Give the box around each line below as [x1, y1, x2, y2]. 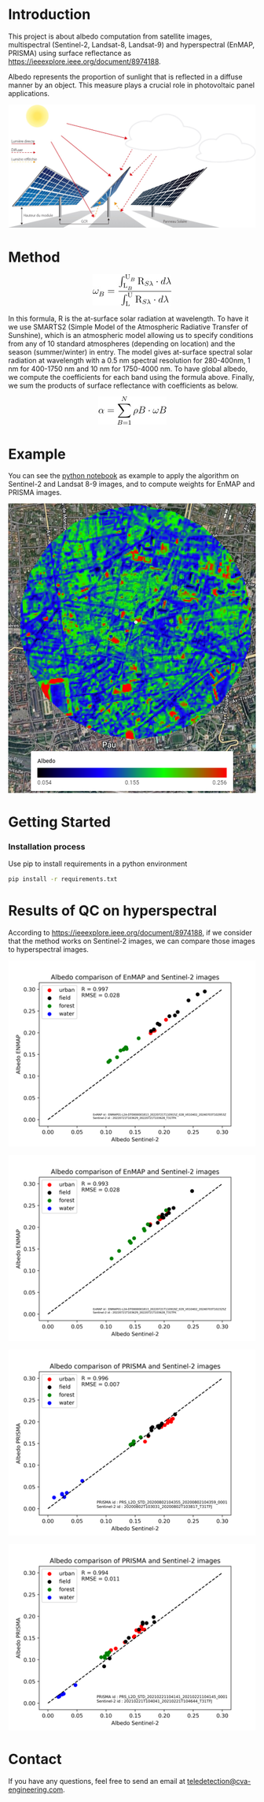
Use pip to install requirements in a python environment [8, 859, 188, 868]
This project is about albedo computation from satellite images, [8, 32, 213, 41]
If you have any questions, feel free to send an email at [8, 1776, 186, 1785]
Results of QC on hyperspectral [8, 902, 218, 920]
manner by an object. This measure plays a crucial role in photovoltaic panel [8, 80, 255, 90]
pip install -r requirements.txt [8, 875, 118, 883]
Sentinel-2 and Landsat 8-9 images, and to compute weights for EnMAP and [8, 479, 255, 489]
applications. [8, 88, 49, 98]
